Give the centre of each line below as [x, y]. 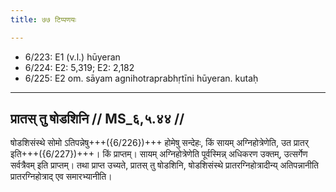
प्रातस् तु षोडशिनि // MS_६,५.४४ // [97, 119]
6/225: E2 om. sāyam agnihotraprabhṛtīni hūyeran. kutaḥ [141, 78]
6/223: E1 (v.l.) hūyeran [72, 57]
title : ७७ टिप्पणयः [43, 19]
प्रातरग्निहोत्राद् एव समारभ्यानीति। [61, 177]
